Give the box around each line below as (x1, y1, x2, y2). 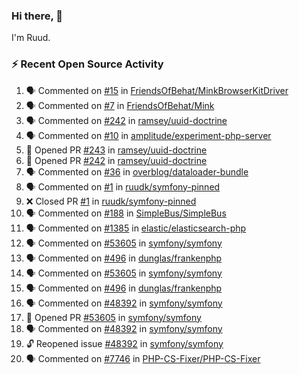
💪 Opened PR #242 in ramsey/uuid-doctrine (25, 154, 208, 166)
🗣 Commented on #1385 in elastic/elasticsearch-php (25, 222, 247, 234)
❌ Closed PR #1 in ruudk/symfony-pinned (25, 195, 197, 207)
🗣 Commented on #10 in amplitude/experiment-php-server (25, 129, 272, 141)
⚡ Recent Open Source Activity (11, 57, 164, 71)
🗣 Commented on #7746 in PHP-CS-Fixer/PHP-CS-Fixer (25, 352, 261, 364)
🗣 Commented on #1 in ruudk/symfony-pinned (25, 180, 221, 193)
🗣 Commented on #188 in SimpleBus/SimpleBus (25, 207, 227, 219)
